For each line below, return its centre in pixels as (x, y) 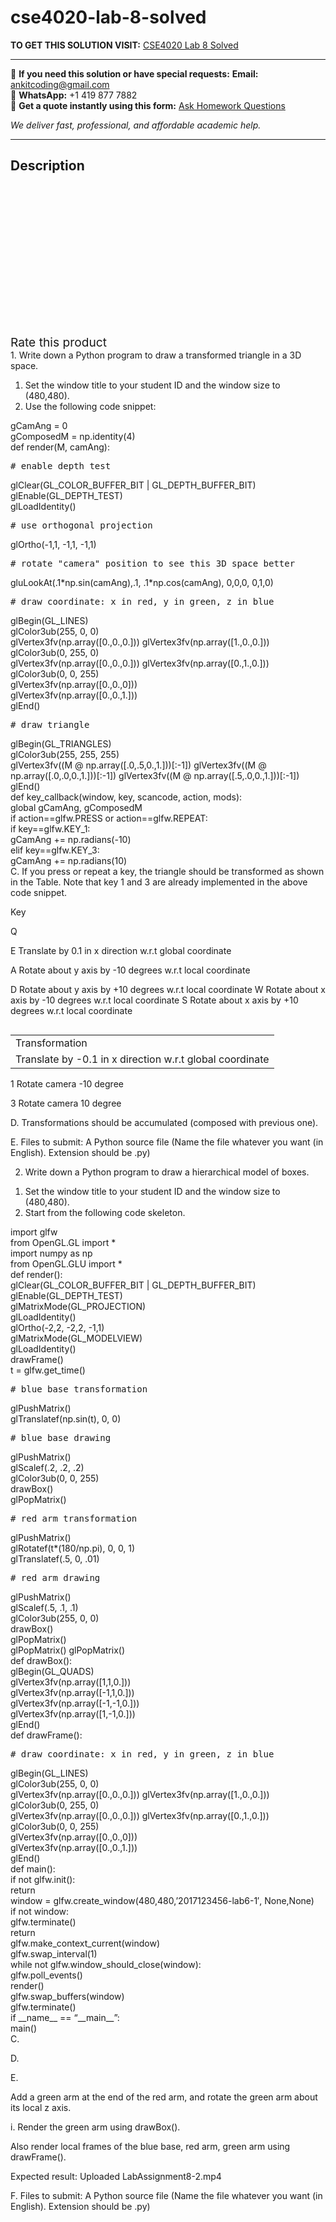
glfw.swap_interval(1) (54, 1953)
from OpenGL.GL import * (63, 1242)
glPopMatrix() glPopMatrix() (68, 1650)
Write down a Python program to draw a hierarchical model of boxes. (167, 1172)
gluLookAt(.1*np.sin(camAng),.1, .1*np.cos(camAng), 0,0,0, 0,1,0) (142, 582)
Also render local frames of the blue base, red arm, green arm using (150, 2146)
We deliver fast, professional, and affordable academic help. (136, 125)
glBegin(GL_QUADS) (52, 1671)
